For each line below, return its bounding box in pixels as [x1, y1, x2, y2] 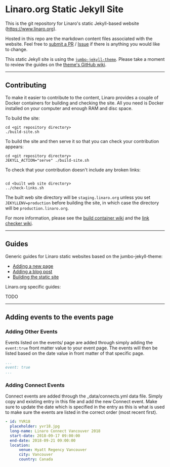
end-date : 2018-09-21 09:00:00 [10, 438, 76, 443]
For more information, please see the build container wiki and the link [5, 214, 149, 221]
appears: [5, 143, 24, 150]
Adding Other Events [5, 328, 58, 335]
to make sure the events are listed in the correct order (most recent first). [5, 409, 158, 415]
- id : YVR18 [5, 419, 30, 424]
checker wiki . [5, 220, 33, 226]
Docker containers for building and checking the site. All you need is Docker [5, 100, 164, 106]
